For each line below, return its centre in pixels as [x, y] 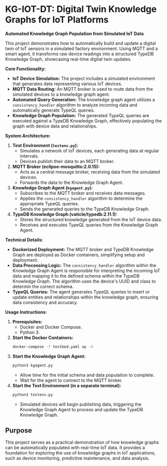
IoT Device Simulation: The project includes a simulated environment [84, 78]
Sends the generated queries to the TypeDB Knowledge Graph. [84, 209]
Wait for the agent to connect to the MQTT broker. [71, 380]
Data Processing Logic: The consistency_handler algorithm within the [84, 265]
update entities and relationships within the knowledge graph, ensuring [85, 297]
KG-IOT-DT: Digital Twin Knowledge [81, 9]
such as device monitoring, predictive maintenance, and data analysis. [78, 458]
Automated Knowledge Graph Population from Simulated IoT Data [75, 33]
